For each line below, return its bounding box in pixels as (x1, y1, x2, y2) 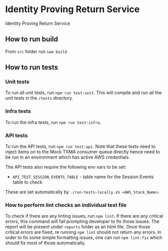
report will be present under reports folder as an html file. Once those (5, 224, 150, 230)
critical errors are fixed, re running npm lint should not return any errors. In (5, 229, 161, 235)
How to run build (5, 35, 59, 44)
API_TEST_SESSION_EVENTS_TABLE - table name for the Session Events (12, 174, 154, 180)
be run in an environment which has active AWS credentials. (5, 154, 130, 160)
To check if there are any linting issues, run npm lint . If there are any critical (5, 213, 163, 219)
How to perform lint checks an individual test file (5, 201, 127, 208)
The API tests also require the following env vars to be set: (5, 164, 127, 170)
